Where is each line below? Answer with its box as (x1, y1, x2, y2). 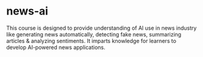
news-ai (6, 4, 48, 18)
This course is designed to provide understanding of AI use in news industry (6, 24, 197, 32)
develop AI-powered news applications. (6, 44, 105, 51)
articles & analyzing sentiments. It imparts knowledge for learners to (6, 37, 177, 44)
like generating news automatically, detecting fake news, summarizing (6, 30, 182, 38)
